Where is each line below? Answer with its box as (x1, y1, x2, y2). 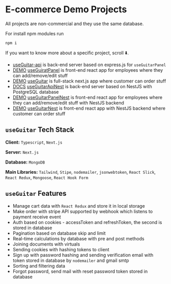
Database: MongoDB (5, 159, 45, 165)
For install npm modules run (5, 30, 64, 36)
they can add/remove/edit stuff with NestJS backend (12, 99, 124, 106)
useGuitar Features (5, 189, 67, 198)
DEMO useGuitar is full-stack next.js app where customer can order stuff (12, 78, 166, 84)
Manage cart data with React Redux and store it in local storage (12, 202, 145, 209)
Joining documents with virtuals (12, 241, 80, 247)
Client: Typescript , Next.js (5, 139, 63, 145)
